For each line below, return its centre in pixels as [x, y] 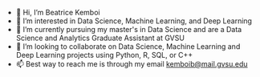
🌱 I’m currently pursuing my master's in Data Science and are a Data [129, 29]
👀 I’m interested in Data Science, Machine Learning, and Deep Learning [134, 21]
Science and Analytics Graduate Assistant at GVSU [100, 38]
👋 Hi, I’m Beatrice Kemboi [58, 12]
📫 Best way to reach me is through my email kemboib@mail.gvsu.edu [132, 64]
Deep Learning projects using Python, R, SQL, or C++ [104, 55]
